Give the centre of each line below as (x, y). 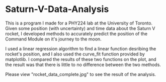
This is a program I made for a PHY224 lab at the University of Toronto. (79, 23)
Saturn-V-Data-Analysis (57, 9)
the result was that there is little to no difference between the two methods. (83, 64)
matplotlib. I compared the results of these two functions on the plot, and (81, 59)
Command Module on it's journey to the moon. (53, 39)
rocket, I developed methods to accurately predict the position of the (76, 33)
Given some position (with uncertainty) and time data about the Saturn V (80, 28)
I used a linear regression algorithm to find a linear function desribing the (81, 48)
